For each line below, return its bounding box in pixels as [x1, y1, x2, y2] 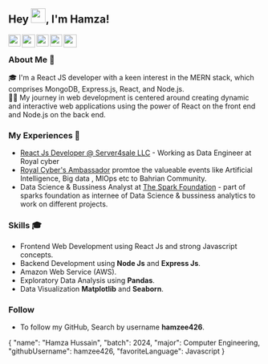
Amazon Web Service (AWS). [19, 267, 117, 276]
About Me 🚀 [8, 54, 55, 65]
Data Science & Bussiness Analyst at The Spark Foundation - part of [19, 182, 246, 192]
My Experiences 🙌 [8, 130, 80, 141]
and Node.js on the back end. [8, 110, 106, 120]
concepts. [19, 250, 54, 260]
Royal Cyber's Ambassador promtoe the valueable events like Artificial [19, 166, 253, 175]
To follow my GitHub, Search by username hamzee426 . [19, 322, 205, 332]
